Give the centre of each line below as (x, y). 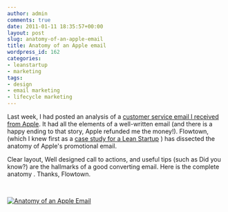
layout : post (26, 33)
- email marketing (34, 90)
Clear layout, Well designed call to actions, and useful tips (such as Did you (114, 159)
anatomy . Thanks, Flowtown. (49, 174)
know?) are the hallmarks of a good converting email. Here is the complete (113, 167)
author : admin (28, 13)
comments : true (29, 20)
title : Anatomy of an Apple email (57, 46)
